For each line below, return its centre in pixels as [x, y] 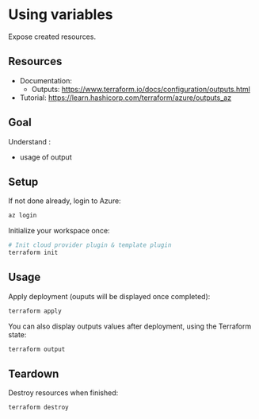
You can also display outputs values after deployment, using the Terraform [130, 326]
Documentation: [46, 80]
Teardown [34, 373]
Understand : [30, 141]
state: [17, 334]
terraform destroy [38, 407]
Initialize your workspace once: [59, 231]
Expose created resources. [52, 37]
